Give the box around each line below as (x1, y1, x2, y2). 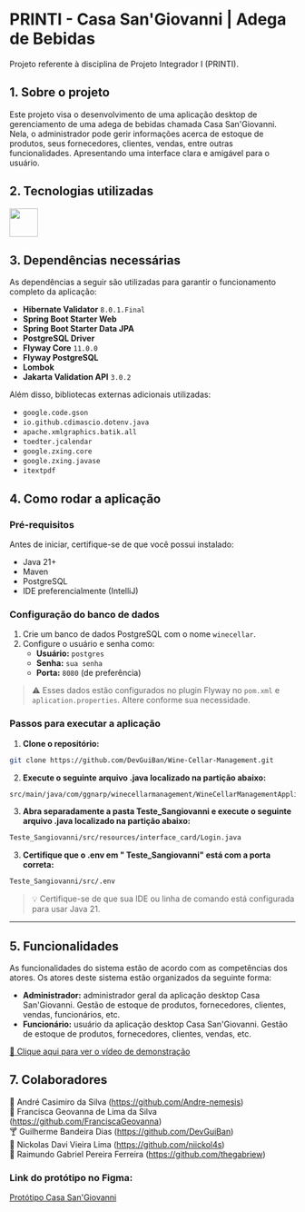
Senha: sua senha (35, 658, 103, 669)
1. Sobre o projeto (9, 84, 111, 100)
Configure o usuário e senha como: (22, 639, 155, 650)
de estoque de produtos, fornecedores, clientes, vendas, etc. (22, 1028, 251, 1039)
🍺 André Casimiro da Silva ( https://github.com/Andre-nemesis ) (9, 1096, 244, 1108)
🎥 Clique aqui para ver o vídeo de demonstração (9, 1046, 191, 1057)
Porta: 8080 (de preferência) (35, 668, 142, 679)
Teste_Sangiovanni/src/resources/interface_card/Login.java (9, 833, 242, 842)
